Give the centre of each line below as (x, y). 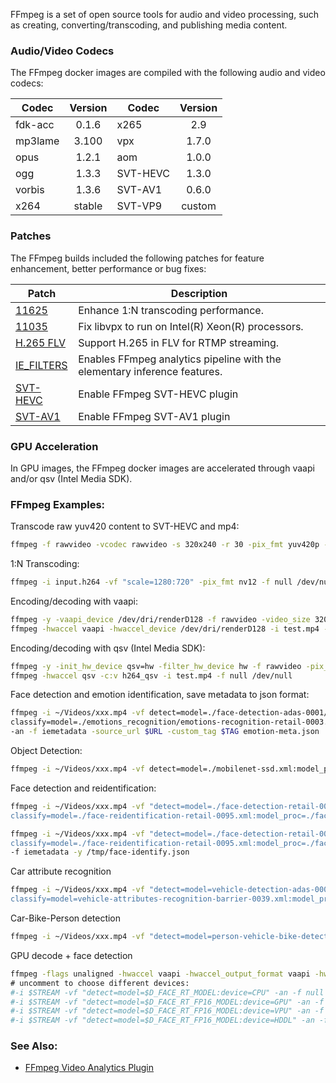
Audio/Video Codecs (62, 51)
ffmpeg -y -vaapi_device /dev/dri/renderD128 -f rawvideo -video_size (160, 619)
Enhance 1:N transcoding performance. (171, 310)
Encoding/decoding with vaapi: (74, 601)
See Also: (34, 1046)
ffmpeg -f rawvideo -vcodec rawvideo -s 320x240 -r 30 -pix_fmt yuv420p (165, 545)
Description (199, 293)
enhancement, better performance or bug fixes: (108, 268)
